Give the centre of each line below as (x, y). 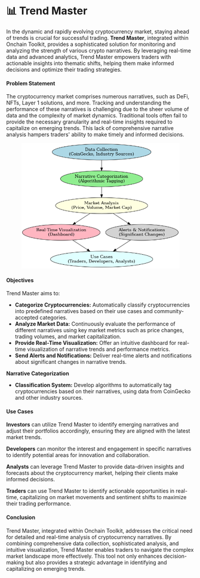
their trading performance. (39, 503)
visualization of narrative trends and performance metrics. (99, 350)
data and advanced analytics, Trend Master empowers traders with (89, 57)
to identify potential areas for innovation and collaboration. (78, 455)
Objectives (20, 280)
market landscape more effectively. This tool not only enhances (84, 556)
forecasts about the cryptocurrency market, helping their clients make (92, 473)
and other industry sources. (49, 398)
